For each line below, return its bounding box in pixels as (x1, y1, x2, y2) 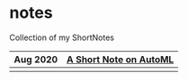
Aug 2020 (13, 53, 58, 65)
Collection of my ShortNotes (9, 32, 115, 43)
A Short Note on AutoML (66, 53, 175, 65)
